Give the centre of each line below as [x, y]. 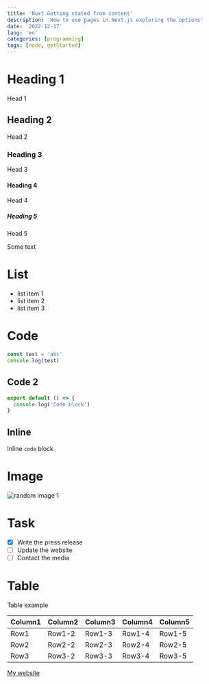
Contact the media [43, 558]
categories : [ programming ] [46, 39]
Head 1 [17, 98]
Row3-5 [173, 656]
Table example [28, 605]
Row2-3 [99, 645]
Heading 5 [22, 216]
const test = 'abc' [35, 355]
